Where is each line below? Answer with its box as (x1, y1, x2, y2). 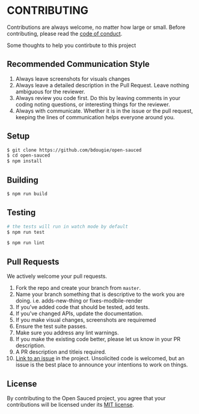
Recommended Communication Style (7, 59, 150, 69)
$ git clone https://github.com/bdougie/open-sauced (7, 147, 142, 153)
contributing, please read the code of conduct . (7, 30, 123, 37)
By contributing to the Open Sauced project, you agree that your (7, 394, 166, 401)
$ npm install (7, 158, 43, 165)
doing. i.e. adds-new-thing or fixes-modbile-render (15, 297, 143, 304)
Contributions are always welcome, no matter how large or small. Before (7, 24, 186, 31)
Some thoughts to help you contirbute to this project (7, 42, 136, 49)
